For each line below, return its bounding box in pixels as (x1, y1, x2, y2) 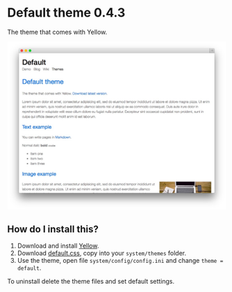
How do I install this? (7, 223, 99, 235)
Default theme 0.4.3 (7, 5, 126, 21)
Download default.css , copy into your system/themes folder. (17, 249, 187, 257)
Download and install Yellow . (17, 241, 99, 250)
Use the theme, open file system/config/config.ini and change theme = (17, 257, 224, 265)
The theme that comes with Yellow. (7, 28, 108, 36)
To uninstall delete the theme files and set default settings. (7, 277, 175, 286)
